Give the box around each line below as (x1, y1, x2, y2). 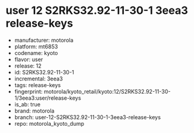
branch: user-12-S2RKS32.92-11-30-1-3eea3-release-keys (14, 113, 161, 121)
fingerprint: (14, 88, 43, 95)
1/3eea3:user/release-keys (14, 94, 82, 102)
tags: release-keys (14, 81, 61, 88)
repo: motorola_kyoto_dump (14, 120, 85, 127)
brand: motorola (14, 107, 55, 114)
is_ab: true (14, 100, 40, 108)
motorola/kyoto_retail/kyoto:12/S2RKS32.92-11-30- (44, 88, 171, 95)
